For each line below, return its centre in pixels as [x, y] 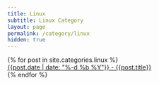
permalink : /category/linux [49, 33]
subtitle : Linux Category [45, 20]
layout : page [26, 27]
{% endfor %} [28, 75]
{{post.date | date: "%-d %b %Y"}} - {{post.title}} [79, 67]
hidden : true [26, 40]
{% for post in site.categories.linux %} [63, 60]
